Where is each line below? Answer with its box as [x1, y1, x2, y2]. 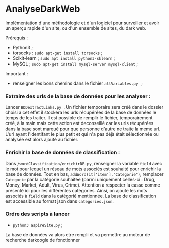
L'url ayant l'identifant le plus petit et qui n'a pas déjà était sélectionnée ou [5, 131, 159, 137]
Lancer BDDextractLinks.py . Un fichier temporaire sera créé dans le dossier [5, 104, 164, 110]
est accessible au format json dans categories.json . [5, 198, 114, 204]
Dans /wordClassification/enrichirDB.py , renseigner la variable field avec [5, 160, 162, 166]
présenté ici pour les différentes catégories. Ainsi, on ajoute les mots [5, 187, 147, 193]
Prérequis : [5, 35, 28, 41]
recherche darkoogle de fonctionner [5, 237, 80, 243]
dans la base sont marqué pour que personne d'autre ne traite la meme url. [5, 126, 161, 132]
